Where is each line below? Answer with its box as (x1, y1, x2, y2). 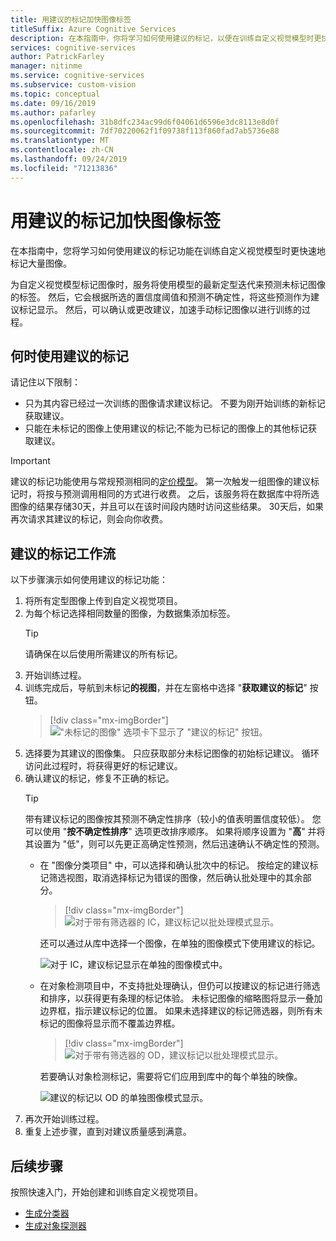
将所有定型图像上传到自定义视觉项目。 (24, 595, 183, 607)
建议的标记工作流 (10, 545, 116, 562)
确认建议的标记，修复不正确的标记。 (24, 772, 175, 785)
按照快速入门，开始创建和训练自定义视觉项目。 (10, 1186, 203, 1198)
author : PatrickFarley (10, 52, 105, 62)
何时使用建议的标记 (10, 347, 129, 365)
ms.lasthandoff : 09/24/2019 (10, 154, 128, 164)
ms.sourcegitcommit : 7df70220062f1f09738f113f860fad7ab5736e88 (10, 126, 280, 136)
